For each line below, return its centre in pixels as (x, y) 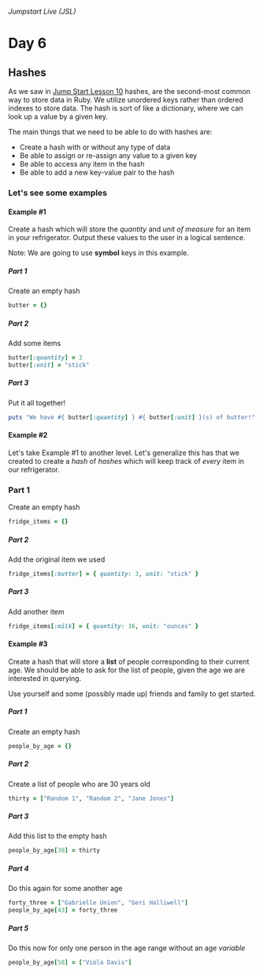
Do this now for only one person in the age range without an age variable (127, 948)
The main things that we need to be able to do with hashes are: (110, 132)
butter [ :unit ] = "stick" (49, 365)
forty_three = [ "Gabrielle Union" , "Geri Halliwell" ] (98, 903)
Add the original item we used (57, 559)
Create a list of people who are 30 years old (80, 784)
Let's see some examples (58, 193)
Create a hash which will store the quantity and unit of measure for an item (130, 229)
